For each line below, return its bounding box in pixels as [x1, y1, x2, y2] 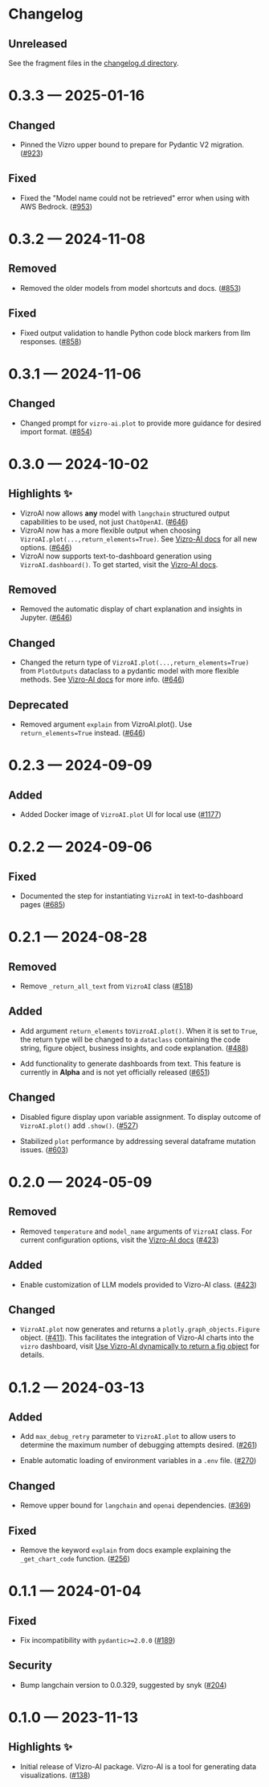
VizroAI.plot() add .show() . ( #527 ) [19, 1121, 139, 1130]
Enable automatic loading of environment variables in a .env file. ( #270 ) [19, 1456, 257, 1466]
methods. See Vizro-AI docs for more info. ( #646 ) [19, 674, 185, 685]
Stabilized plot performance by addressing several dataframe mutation [19, 1136, 256, 1146]
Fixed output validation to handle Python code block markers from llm [19, 328, 251, 338]
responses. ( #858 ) [19, 336, 82, 346]
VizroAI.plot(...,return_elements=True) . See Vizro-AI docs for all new [19, 533, 258, 544]
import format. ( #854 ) [19, 426, 92, 436]
